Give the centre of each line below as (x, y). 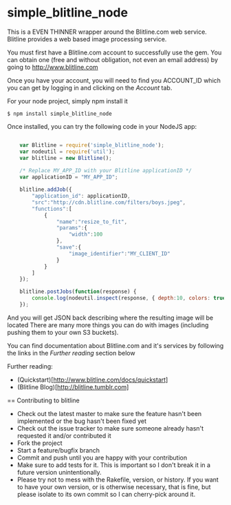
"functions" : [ (52, 209)
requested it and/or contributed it (64, 435)
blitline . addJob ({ (46, 190)
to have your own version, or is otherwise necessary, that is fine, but (114, 486)
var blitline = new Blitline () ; (66, 158)
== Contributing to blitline (44, 400)
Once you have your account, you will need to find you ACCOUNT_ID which (114, 80)
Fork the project (40, 443)
